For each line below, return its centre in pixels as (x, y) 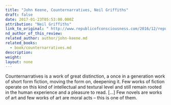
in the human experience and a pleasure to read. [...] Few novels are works (84, 92)
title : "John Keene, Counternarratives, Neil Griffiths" (67, 10)
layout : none (19, 62)
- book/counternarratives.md (41, 48)
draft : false (19, 15)
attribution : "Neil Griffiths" (38, 24)
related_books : (21, 43)
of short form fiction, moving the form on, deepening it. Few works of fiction (85, 82)
